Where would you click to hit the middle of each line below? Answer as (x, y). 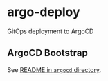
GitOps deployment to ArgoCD (51, 31)
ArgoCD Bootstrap (47, 53)
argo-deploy (44, 12)
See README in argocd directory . (54, 69)
